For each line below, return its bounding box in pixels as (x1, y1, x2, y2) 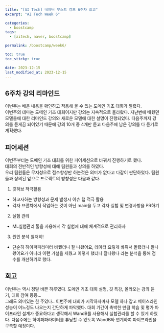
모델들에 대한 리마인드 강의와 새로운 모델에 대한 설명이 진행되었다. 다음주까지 (5, 116, 152, 121)
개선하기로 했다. (21, 257, 52, 262)
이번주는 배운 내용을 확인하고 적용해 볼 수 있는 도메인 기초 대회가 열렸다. (5, 103, 142, 109)
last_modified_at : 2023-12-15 (5, 70, 67, 75)
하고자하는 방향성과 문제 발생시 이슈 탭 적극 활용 (12, 196, 104, 202)
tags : (5, 30, 16, 35)
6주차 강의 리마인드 (5, 89, 60, 97)
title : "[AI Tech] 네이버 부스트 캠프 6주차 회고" (5, 7, 98, 12)
